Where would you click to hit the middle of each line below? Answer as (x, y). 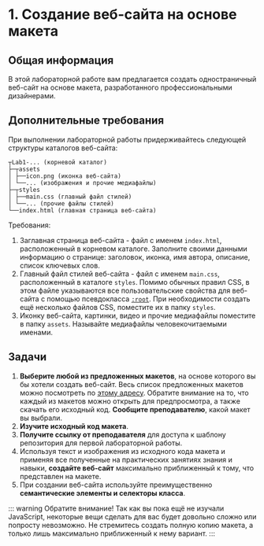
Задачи (28, 357)
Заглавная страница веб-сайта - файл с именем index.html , (121, 240)
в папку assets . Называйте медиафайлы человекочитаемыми (123, 323)
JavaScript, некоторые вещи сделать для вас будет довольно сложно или (132, 516)
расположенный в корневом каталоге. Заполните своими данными (134, 249)
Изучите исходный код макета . (74, 426)
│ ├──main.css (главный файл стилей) (70, 197)
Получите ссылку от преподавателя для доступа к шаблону (123, 434)
